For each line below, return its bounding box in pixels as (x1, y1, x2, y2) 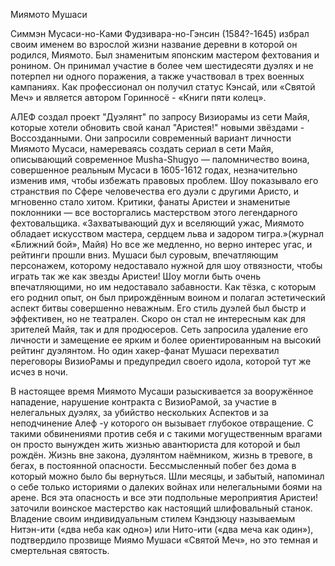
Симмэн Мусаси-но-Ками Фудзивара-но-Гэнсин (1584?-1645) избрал (10, 28, 310, 39)
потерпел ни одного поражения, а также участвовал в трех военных (10, 70, 305, 82)
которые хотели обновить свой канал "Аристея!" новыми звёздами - (10, 122, 305, 133)
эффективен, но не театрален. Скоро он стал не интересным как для (10, 313, 306, 324)
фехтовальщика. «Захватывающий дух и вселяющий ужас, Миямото (10, 217, 305, 229)
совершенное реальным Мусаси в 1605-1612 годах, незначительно (10, 164, 298, 176)
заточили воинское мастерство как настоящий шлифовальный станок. (10, 502, 313, 514)
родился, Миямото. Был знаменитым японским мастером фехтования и (10, 49, 320, 61)
